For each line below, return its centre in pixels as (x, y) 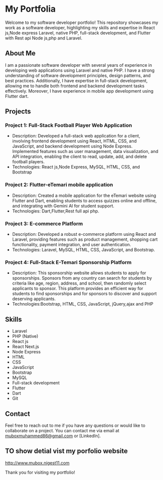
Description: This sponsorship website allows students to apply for (79, 273)
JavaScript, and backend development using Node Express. (72, 146)
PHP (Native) (25, 336)
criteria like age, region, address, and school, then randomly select (79, 283)
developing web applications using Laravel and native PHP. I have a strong (80, 70)
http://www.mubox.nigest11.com (37, 463)
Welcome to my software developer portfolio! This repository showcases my (82, 22)
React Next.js (25, 346)
